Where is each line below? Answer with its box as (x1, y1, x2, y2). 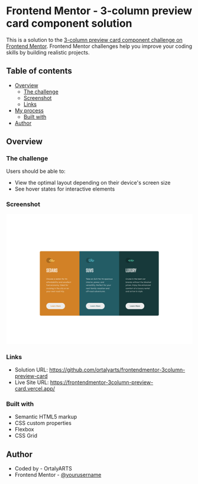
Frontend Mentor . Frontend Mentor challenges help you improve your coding (6, 43, 193, 50)
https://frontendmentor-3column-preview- (50, 379, 154, 386)
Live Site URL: (14, 379, 49, 386)
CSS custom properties (14, 420, 72, 427)
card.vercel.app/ (14, 385, 55, 392)
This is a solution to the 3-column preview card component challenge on (6, 36, 183, 43)
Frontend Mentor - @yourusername (14, 472, 102, 479)
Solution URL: (14, 366, 48, 373)
